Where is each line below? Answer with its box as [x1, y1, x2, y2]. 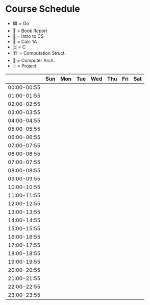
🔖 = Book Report [12, 28, 47, 34]
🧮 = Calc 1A [12, 38, 37, 44]
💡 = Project [12, 62, 37, 69]
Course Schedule [5, 3, 80, 15]
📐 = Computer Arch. [12, 57, 55, 63]
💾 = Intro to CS [12, 33, 44, 39]
